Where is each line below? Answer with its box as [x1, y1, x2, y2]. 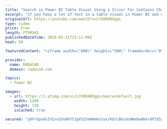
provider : [5, 58, 26, 63]
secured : [5, 117, 23, 122]
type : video [5, 21, 30, 26]
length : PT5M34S [5, 30, 39, 35]
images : [5, 89, 21, 94]
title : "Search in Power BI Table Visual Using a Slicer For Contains [5, 7, 155, 12]
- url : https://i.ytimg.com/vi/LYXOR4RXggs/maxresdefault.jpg [9, 94, 141, 99]
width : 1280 [14, 98, 39, 103]
